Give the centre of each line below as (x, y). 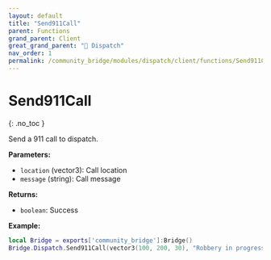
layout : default (35, 16)
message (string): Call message (70, 178)
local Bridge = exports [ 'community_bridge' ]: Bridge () (101, 240)
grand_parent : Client (45, 38)
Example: (25, 225)
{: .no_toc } (27, 123)
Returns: (23, 194)
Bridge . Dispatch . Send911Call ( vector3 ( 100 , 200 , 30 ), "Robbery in (121, 248)
